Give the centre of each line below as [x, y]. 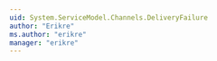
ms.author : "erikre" [48, 34]
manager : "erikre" [44, 43]
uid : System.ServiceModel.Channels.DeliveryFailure [108, 17]
